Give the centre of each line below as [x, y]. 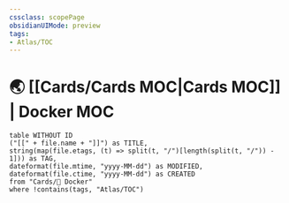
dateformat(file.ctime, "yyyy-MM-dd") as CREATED [103, 174]
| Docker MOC [62, 112]
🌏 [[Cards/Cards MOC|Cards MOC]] [145, 87]
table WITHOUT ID [41, 136]
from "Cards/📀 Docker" [51, 182]
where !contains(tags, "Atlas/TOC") [76, 190]
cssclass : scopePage [47, 17]
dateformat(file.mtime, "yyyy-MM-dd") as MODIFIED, [106, 167]
